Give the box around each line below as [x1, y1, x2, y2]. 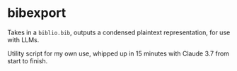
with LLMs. [7, 35, 40, 44]
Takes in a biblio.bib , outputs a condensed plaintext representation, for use [7, 28, 231, 37]
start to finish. [7, 56, 48, 65]
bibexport [7, 5, 67, 21]
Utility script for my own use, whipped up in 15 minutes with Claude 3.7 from [7, 49, 230, 58]
